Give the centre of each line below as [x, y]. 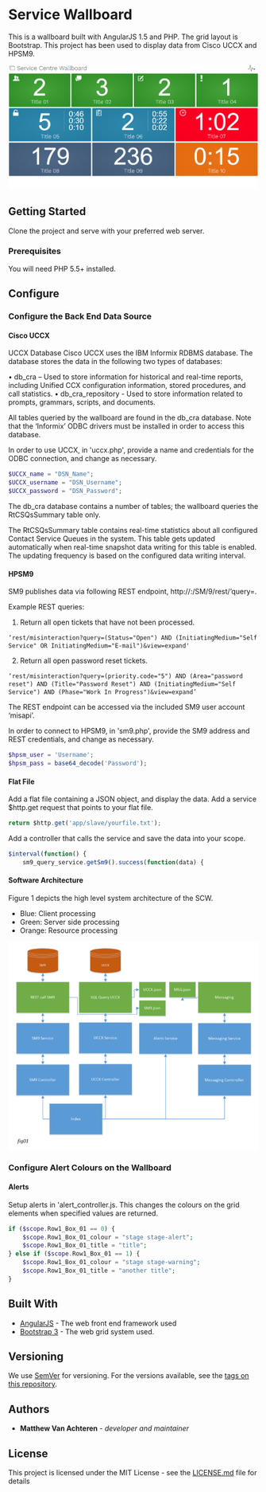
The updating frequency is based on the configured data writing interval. [127, 555]
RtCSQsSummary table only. [54, 515]
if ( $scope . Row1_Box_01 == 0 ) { [62, 1228]
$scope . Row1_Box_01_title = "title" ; [85, 1245]
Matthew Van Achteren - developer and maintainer [104, 1428]
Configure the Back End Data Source [80, 316]
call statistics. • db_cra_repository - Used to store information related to [126, 394]
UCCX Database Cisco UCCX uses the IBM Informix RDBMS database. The [131, 353]
